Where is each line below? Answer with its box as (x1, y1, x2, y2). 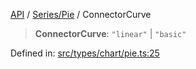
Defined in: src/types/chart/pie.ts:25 (10, 47, 160, 59)
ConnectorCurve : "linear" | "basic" (34, 28, 187, 39)
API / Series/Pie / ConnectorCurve (10, 9, 152, 20)
